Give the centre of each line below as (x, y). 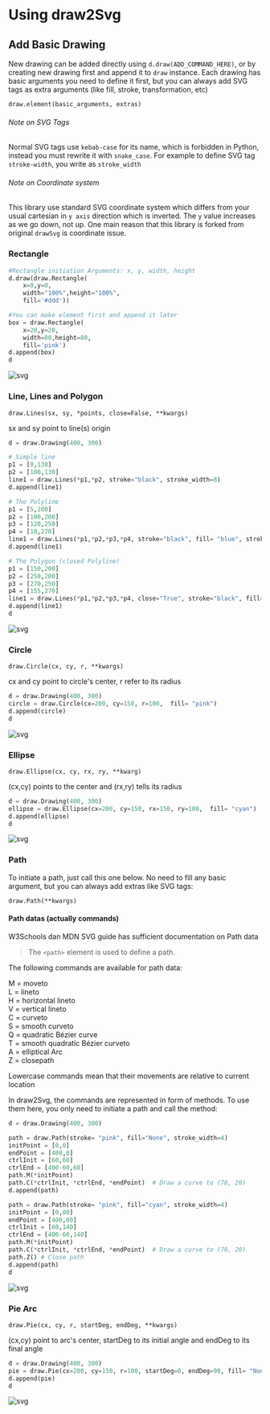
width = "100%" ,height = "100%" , (72, 293)
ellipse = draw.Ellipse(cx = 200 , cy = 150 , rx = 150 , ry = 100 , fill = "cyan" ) (133, 808)
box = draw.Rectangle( (46, 322)
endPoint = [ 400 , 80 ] (43, 1220)
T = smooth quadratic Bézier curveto (69, 1043)
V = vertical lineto (37, 1009)
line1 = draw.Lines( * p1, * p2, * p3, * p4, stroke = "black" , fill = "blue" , (125, 540)
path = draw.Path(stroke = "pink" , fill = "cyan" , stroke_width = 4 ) (118, 1205)
